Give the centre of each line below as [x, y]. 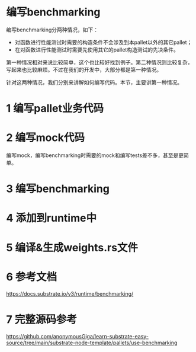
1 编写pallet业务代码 [55, 109]
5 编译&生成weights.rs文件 [72, 247]
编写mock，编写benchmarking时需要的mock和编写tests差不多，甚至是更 [95, 155]
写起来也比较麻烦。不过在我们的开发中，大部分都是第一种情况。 [84, 69]
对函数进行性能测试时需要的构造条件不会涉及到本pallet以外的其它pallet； [103, 42]
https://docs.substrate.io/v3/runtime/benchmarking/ [70, 293]
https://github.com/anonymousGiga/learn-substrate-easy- [78, 336]
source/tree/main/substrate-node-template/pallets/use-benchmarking [92, 343]
